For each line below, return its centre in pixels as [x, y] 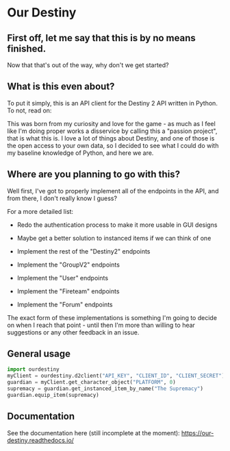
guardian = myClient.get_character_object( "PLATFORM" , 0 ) [91, 382]
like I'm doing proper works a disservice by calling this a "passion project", [112, 131]
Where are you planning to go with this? [93, 174]
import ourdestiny [33, 369]
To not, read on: [29, 110]
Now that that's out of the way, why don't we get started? [88, 65]
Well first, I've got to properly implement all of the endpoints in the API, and [113, 191]
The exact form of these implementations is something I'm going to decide [112, 317]
